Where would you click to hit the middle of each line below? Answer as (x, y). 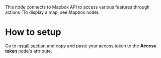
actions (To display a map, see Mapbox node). (52, 12)
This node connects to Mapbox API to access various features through (78, 7)
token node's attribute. (29, 51)
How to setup (33, 32)
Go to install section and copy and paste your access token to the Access (81, 46)
